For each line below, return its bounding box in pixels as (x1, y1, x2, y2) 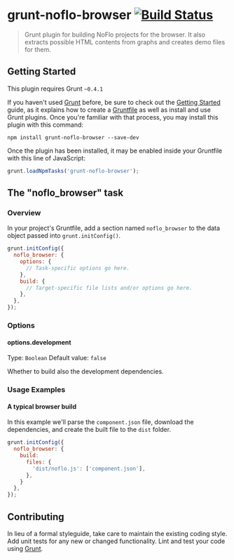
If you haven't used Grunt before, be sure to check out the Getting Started (7, 98, 221, 106)
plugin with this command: (7, 120, 84, 129)
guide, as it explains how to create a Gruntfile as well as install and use (7, 106, 212, 114)
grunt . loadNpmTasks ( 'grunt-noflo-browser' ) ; (7, 167, 139, 174)
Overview (7, 208, 41, 217)
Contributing (7, 511, 64, 523)
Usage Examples (7, 385, 66, 395)
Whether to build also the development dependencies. (7, 367, 164, 376)
